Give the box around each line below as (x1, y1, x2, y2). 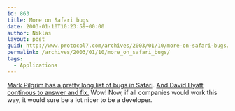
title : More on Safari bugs (7, 17, 90, 24)
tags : (7, 55, 23, 62)
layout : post (7, 36, 45, 43)
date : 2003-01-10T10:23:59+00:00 (7, 23, 105, 30)
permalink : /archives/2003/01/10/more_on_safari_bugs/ (7, 49, 171, 56)
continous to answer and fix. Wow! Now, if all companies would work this (7, 88, 218, 96)
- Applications (13, 62, 58, 69)
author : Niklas (7, 29, 52, 37)
